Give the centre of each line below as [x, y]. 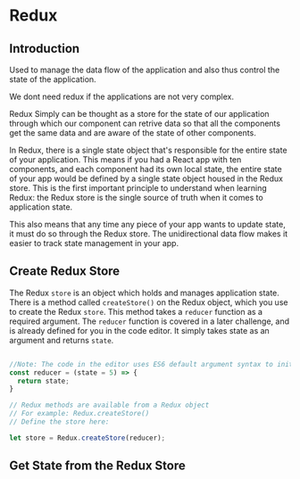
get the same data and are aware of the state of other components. [133, 133]
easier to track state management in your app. [94, 243]
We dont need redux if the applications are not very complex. [122, 96]
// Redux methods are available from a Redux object [109, 405]
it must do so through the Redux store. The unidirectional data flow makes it [149, 234]
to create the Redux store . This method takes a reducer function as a [136, 311]
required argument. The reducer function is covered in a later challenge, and [150, 321]
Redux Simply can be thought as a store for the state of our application [139, 114]
